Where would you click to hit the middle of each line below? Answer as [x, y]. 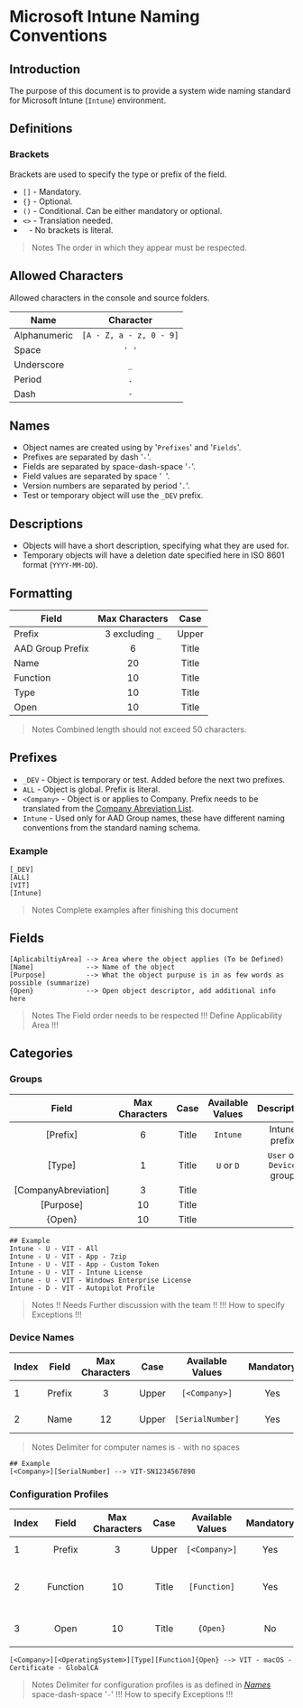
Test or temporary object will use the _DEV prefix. [113, 496]
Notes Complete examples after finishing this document [135, 910]
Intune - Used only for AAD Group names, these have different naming [154, 818]
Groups [26, 1079]
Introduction [45, 69]
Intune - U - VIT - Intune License [76, 1272]
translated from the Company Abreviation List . [108, 808]
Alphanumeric [44, 335]
